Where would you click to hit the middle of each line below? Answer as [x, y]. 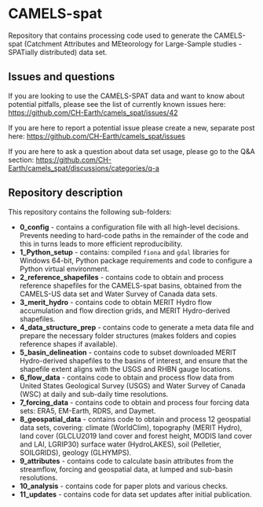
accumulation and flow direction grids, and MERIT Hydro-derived [124, 310]
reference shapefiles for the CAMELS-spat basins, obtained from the [130, 285]
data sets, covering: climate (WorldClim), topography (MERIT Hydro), [131, 427]
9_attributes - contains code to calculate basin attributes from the [126, 461]
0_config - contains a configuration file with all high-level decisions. [130, 227]
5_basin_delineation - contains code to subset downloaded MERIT [128, 352]
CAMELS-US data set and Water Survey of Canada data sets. [118, 294]
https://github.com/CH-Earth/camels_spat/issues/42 [93, 112]
